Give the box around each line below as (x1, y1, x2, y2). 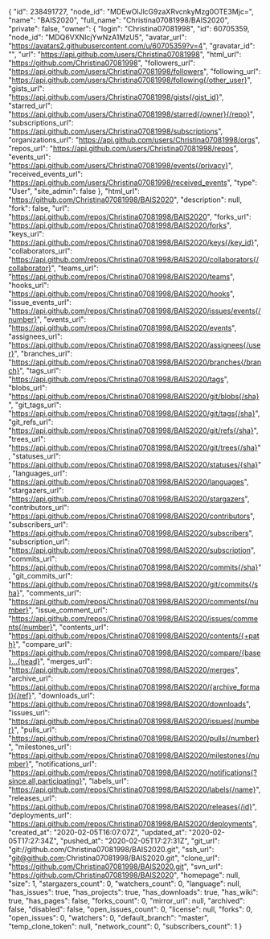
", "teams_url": (51, 263, 99, 273)
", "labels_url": (81, 776, 129, 785)
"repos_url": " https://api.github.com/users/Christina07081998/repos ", (8, 144, 239, 153)
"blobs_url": (8, 383, 47, 393)
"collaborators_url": (8, 246, 73, 256)
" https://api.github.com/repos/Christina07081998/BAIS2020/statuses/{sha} (8, 460, 259, 469)
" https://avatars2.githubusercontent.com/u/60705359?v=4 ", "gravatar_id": (8, 41, 256, 51)
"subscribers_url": (8, 520, 68, 529)
